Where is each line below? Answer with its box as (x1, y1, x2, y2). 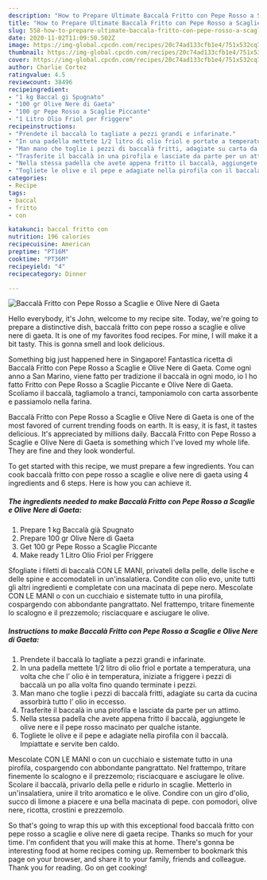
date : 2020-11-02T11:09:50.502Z (8, 33, 115, 42)
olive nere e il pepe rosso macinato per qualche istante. (19, 723, 202, 732)
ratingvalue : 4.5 (8, 71, 66, 79)
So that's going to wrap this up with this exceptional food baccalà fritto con (8, 820, 254, 831)
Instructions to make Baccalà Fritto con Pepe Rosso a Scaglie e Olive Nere (8, 626, 258, 636)
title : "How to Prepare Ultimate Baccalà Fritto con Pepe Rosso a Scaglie (8, 19, 261, 27)
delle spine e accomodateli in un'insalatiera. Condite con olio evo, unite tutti (8, 574, 256, 584)
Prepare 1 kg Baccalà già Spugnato (19, 525, 134, 535)
